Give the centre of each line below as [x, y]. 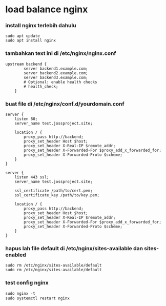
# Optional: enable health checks [60, 82]
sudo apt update [23, 36]
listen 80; [26, 119]
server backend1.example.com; [56, 68]
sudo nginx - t [20, 293]
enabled [16, 255]
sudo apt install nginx [31, 40]
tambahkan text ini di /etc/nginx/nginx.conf [61, 53]
